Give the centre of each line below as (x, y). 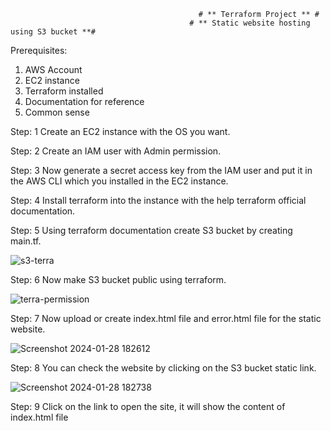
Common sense (57, 112)
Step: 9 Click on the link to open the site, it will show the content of (148, 406)
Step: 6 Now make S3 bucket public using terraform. (118, 279)
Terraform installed (64, 91)
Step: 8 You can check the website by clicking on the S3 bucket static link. (163, 368)
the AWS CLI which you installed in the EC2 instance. (119, 181)
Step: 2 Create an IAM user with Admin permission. (116, 151)
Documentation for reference (84, 101)
